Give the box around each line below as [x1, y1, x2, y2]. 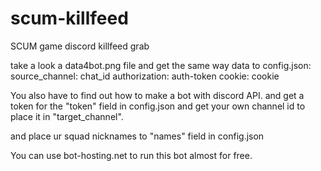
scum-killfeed [10, 7, 129, 30]
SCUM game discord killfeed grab [10, 40, 150, 52]
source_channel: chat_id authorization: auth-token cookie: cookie [10, 70, 280, 82]
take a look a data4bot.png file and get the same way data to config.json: [10, 59, 312, 71]
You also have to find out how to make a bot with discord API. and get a [10, 89, 305, 101]
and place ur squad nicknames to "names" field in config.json [10, 130, 265, 142]
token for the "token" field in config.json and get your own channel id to [10, 100, 306, 112]
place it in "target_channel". [10, 110, 124, 122]
